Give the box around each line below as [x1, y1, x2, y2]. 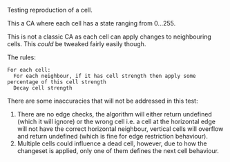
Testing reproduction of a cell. [7, 6, 93, 14]
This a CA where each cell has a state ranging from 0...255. [7, 19, 176, 27]
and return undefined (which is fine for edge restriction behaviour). [17, 132, 209, 140]
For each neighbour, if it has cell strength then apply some [13, 72, 196, 79]
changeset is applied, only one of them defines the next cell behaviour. [17, 147, 220, 154]
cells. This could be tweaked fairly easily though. [7, 40, 146, 48]
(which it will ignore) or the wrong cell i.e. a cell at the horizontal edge [17, 117, 216, 125]
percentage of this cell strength [7, 79, 107, 85]
